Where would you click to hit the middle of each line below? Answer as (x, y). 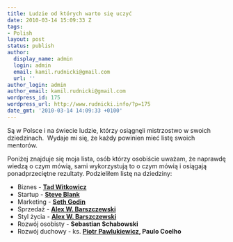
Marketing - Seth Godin (51, 202)
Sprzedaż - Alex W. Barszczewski (66, 209)
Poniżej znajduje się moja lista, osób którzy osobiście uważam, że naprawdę (116, 159)
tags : (15, 26)
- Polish (20, 33)
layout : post (26, 40)
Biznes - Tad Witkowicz (52, 187)
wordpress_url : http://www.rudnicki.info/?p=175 (79, 104)
